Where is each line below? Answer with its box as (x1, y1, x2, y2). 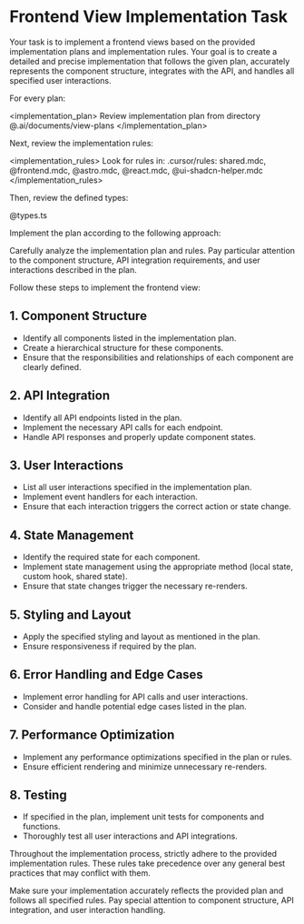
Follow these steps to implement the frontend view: (9, 282, 201, 293)
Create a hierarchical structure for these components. (22, 342, 224, 353)
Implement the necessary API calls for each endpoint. (22, 421, 224, 433)
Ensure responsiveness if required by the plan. (22, 641, 197, 651)
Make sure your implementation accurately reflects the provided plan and (9, 885, 284, 897)
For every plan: (9, 93, 66, 104)
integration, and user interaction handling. (9, 905, 166, 916)
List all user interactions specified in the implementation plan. (22, 482, 252, 493)
